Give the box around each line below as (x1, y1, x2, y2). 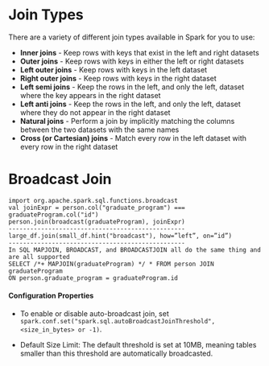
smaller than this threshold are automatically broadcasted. (19, 348, 213, 359)
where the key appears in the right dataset (19, 90, 161, 100)
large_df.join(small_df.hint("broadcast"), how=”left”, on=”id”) (8, 232, 232, 240)
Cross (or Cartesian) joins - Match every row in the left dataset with (19, 133, 247, 142)
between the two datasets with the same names (19, 125, 180, 134)
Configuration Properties (8, 291, 94, 301)
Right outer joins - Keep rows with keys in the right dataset (19, 73, 217, 83)
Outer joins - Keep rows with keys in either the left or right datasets (19, 56, 244, 66)
